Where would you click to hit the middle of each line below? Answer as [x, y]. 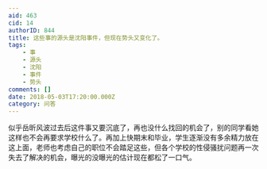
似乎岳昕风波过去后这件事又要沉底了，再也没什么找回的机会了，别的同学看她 [133, 128]
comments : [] [30, 89]
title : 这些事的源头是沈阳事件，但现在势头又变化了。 [86, 38]
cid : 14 [21, 23]
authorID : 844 [32, 30]
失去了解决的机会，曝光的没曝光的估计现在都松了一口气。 [102, 157]
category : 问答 [32, 104]
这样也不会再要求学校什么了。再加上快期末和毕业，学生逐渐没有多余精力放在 [133, 138]
